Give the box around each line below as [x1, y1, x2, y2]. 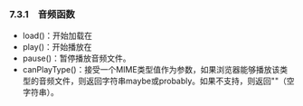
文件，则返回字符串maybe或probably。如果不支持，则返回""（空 [53, 75, 295, 87]
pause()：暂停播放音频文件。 [22, 53, 131, 64]
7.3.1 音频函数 [9, 7, 75, 20]
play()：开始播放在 [22, 42, 92, 53]
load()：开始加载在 [22, 30, 93, 42]
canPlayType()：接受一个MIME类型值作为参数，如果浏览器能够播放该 [22, 64, 280, 75]
